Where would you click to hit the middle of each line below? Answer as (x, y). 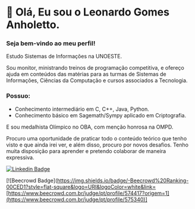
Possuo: (18, 96)
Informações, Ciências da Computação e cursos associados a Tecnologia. (97, 80)
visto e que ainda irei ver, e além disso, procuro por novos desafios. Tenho (97, 145)
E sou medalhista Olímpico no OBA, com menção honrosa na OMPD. (90, 127)
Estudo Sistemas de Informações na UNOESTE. (64, 57)
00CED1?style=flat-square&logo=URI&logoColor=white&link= (81, 186)
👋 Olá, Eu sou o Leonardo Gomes (88, 12)
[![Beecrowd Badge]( (32, 180)
